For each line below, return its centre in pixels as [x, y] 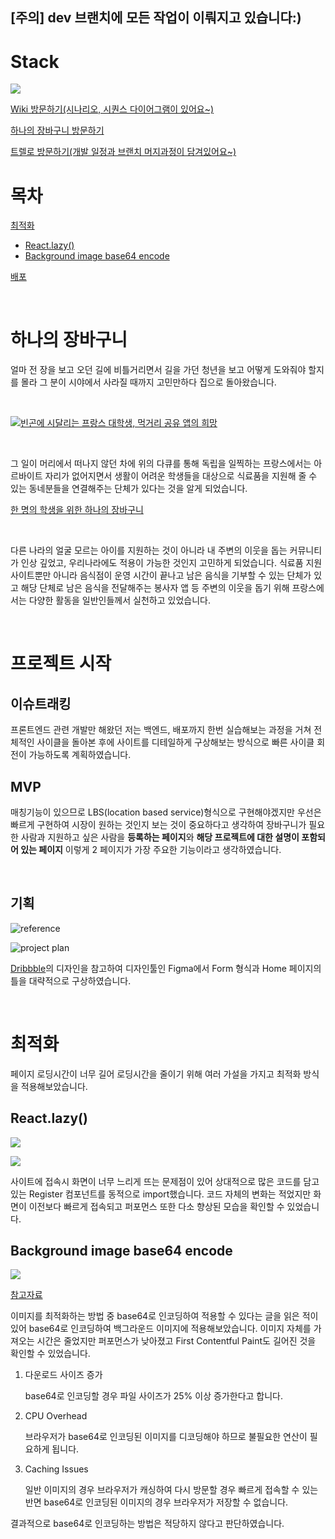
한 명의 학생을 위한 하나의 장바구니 [77, 510]
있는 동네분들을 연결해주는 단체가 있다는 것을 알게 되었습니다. [129, 489]
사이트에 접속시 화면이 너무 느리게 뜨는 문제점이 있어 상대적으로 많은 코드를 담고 [165, 1181]
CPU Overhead [56, 1416]
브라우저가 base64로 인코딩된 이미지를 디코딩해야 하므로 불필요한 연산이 [166, 1437]
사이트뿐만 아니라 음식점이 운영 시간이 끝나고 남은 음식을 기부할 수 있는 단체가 [161, 575]
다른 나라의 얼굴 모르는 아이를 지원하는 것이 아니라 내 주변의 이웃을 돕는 [149, 550]
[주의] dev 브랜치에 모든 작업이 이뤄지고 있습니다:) [156, 18]
